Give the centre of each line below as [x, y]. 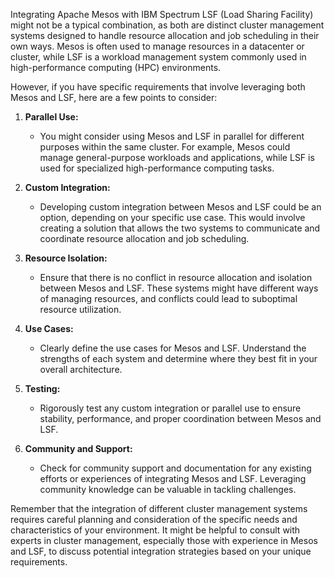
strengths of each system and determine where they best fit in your [178, 358]
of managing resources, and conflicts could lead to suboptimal [168, 298]
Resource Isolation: [66, 258]
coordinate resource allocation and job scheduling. [144, 238]
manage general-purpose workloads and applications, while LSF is [177, 157]
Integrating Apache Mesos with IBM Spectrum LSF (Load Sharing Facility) [162, 14]
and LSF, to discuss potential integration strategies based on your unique [161, 551]
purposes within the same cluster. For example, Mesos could [165, 147]
